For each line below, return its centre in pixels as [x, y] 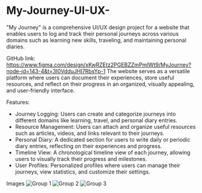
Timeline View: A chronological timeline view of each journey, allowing [103, 152]
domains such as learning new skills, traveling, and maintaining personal [96, 40]
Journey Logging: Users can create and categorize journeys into [96, 114]
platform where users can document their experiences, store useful [90, 77]
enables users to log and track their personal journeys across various [93, 33]
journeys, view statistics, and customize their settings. [83, 172]
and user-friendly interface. [41, 90]
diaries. [16, 47]
